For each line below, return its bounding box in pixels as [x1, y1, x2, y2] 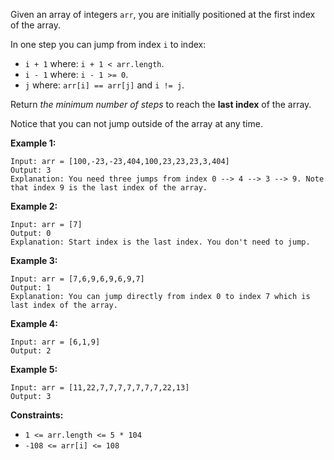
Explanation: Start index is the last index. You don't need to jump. [10, 237, 311, 247]
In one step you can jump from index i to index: [10, 39, 207, 50]
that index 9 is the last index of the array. [10, 183, 208, 193]
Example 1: [10, 137, 57, 149]
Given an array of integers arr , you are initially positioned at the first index [10, 9, 316, 20]
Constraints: [10, 409, 64, 421]
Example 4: [10, 318, 58, 329]
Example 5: [10, 364, 58, 375]
